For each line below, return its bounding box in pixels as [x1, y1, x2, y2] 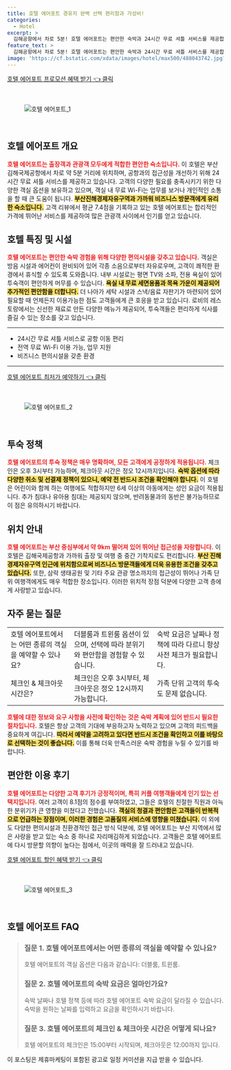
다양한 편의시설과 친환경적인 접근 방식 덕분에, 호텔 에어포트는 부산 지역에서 [14, 823, 214, 832]
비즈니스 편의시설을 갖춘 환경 [16, 352, 95, 360]
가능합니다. [74, 694, 108, 703]
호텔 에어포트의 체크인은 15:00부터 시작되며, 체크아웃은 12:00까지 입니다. [23, 1040, 220, 1049]
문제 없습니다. [164, 688, 208, 698]
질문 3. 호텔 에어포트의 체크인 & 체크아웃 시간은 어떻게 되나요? [23, 1024, 217, 1033]
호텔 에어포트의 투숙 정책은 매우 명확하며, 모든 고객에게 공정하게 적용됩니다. [7, 458, 207, 466]
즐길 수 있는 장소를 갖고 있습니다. [7, 313, 96, 322]
